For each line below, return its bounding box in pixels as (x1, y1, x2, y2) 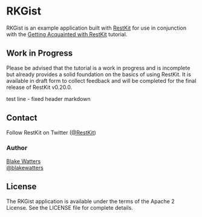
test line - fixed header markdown (6, 95, 91, 102)
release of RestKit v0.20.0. (6, 83, 73, 91)
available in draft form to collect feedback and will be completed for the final (6, 77, 197, 84)
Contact (6, 113, 37, 123)
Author (6, 144, 28, 152)
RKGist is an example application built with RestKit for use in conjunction (6, 24, 186, 31)
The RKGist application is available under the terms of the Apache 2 (6, 198, 175, 205)
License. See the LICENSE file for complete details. (6, 204, 133, 211)
